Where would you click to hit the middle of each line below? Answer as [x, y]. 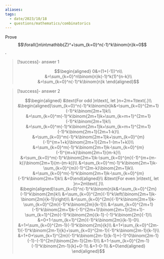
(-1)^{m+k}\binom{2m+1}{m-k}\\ [88, 152]
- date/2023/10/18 [28, 19]
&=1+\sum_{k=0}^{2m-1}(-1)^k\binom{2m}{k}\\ [65, 225]
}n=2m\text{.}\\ [88, 184]
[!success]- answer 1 [38, 62]
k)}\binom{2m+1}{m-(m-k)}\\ [48, 163]
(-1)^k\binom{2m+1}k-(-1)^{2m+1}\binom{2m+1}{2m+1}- [88, 210]
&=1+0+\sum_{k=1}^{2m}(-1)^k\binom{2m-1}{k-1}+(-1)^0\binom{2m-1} [88, 236]
